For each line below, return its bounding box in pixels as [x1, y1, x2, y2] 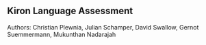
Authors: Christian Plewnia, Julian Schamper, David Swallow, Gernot [7, 23, 199, 31]
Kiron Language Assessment [7, 5, 133, 17]
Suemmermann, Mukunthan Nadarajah [7, 30, 116, 38]
